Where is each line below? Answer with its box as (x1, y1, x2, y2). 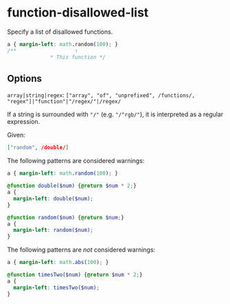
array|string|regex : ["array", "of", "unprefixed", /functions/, (7, 91, 196, 99)
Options (7, 72, 43, 84)
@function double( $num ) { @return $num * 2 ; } (7, 182, 137, 190)
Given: (7, 131, 25, 139)
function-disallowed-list (7, 5, 149, 21)
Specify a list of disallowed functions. (7, 28, 113, 36)
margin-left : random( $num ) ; (13, 227, 94, 234)
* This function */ (50, 54, 106, 61)
